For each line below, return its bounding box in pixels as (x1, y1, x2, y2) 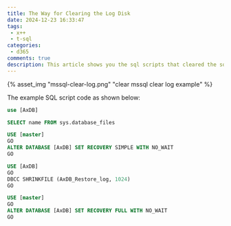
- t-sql (10, 36, 32, 43)
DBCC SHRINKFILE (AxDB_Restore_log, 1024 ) (7, 176, 131, 183)
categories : (7, 42, 41, 49)
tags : (7, 23, 23, 30)
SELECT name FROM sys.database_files (7, 119, 115, 126)
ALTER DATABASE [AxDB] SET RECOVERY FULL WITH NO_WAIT (7, 207, 168, 214)
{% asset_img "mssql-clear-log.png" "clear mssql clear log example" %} (7, 80, 213, 88)
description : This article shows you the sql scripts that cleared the (7, 61, 217, 68)
